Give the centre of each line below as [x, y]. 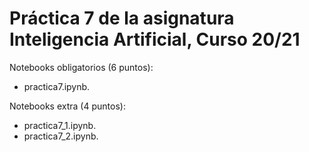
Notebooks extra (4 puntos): [67, 106]
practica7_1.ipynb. [60, 125]
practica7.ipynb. [57, 86]
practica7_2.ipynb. [61, 136]
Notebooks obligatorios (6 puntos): [81, 67]
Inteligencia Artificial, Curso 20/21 [155, 39]
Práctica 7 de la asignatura [122, 18]
